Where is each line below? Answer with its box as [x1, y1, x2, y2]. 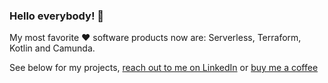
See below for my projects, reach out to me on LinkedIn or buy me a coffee [9, 62, 319, 74]
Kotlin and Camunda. [9, 42, 96, 54]
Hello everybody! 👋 [9, 9, 105, 23]
